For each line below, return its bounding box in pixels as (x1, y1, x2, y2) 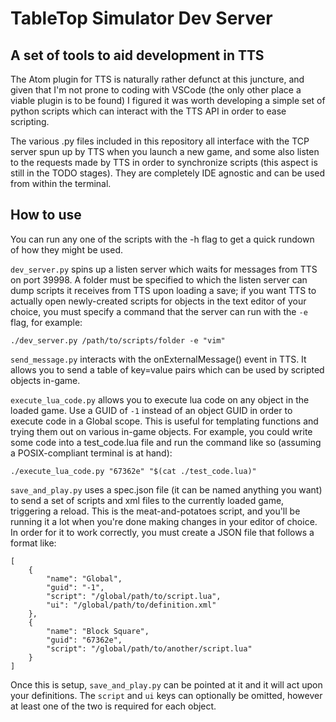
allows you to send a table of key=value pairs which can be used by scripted (10, 363, 325, 376)
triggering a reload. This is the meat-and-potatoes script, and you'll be (10, 505, 301, 517)
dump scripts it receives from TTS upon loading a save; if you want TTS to (10, 284, 317, 296)
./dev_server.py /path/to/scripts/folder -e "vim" (10, 335, 226, 346)
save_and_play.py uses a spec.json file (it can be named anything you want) (10, 483, 323, 496)
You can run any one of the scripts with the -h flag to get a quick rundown (10, 233, 315, 245)
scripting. (10, 116, 50, 127)
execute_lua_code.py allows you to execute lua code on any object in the (10, 393, 310, 406)
